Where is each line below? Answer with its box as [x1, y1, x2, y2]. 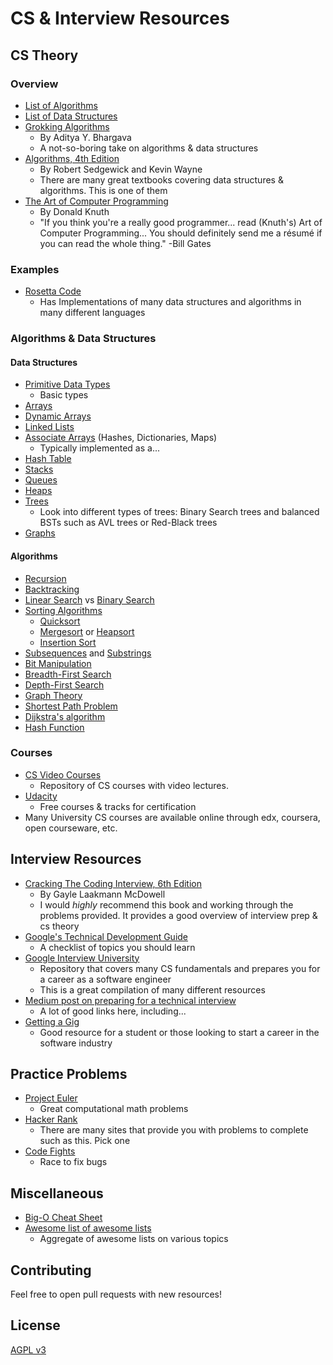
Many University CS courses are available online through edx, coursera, [24, 811, 321, 823]
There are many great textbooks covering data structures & [39, 173, 284, 186]
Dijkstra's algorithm [24, 710, 106, 722]
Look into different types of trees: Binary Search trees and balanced [39, 506, 320, 518]
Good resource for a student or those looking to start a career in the [39, 1026, 320, 1038]
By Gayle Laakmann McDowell [39, 888, 166, 900]
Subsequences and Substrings [24, 647, 152, 659]
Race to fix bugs [39, 1156, 108, 1168]
